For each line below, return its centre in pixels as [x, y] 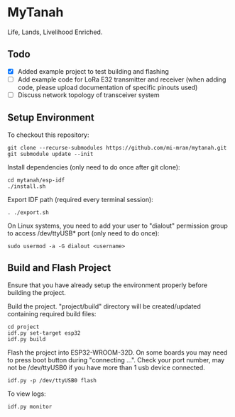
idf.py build [27, 339]
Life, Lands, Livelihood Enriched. [55, 32]
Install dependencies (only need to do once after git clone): [94, 167]
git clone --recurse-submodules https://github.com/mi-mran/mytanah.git [117, 148]
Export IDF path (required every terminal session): [81, 199]
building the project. [37, 292]
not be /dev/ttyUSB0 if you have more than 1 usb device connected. [106, 367]
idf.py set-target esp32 [44, 333]
